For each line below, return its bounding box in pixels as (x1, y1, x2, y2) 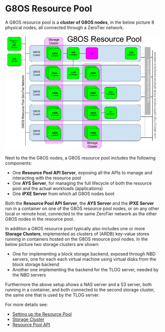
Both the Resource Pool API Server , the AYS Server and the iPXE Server (5, 201, 154, 207)
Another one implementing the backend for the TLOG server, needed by (12, 267, 159, 273)
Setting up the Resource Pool (12, 311, 72, 317)
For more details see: (5, 302, 48, 308)
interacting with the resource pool (12, 175, 82, 181)
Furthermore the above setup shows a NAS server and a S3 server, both (5, 282, 152, 288)
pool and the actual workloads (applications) (12, 186, 103, 192)
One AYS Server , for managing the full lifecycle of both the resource (12, 180, 152, 186)
